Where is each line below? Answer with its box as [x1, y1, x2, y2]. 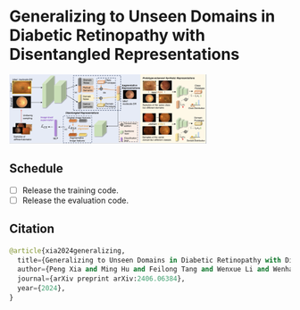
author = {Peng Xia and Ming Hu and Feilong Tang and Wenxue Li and [17, 265, 270, 274]
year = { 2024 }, [17, 284, 66, 293]
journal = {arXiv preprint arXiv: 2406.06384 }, [17, 274, 186, 283]
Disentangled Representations [9, 45, 240, 64]
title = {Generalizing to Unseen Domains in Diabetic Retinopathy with [17, 256, 281, 264]
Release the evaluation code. [21, 195, 129, 205]
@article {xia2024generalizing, [9, 246, 126, 256]
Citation [9, 222, 55, 237]
